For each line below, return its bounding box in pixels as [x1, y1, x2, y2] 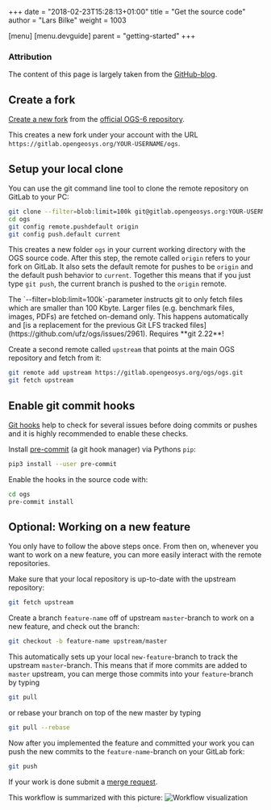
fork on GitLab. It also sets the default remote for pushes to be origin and [8, 262, 254, 271]
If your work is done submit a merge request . [8, 777, 158, 787]
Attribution [8, 51, 52, 62]
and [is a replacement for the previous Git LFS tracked [8, 321, 189, 330]
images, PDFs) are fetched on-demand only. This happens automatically [8, 312, 248, 321]
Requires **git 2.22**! [148, 329, 224, 338]
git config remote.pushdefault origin [8, 222, 139, 231]
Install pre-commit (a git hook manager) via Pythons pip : [8, 444, 196, 454]
